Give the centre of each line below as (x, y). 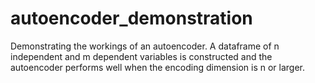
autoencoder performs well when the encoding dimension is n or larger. (157, 67)
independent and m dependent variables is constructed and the (141, 56)
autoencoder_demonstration (131, 18)
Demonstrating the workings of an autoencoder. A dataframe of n (145, 46)
